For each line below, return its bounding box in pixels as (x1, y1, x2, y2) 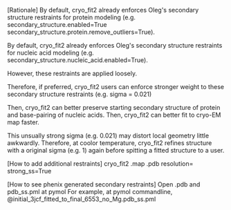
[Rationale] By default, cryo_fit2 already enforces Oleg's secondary (7, 6, 199, 14)
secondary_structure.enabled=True (7, 21, 107, 28)
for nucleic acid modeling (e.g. (7, 48, 95, 57)
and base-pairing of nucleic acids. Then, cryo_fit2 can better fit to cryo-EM (7, 111, 221, 119)
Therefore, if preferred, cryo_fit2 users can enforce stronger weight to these (7, 83, 225, 90)
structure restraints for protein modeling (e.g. (7, 13, 136, 21)
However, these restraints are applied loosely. (7, 69, 137, 77)
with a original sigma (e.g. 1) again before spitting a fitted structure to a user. (7, 146, 225, 154)
